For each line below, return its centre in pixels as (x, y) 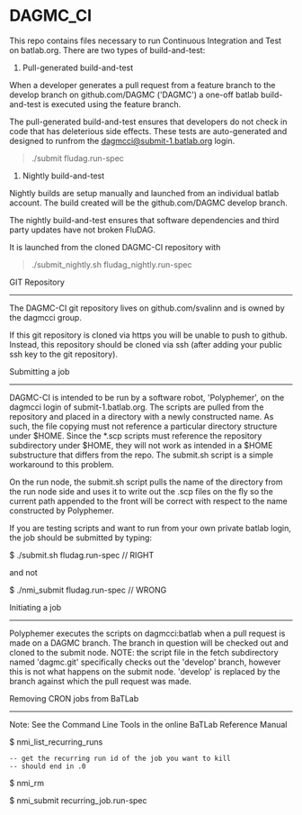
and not (23, 572)
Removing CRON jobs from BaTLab (74, 698)
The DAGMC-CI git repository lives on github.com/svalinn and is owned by (147, 308)
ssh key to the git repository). (64, 354)
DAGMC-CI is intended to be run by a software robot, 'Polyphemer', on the (147, 397)
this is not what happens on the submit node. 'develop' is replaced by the (145, 671)
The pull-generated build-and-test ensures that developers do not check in (148, 122)
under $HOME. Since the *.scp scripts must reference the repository (136, 435)
